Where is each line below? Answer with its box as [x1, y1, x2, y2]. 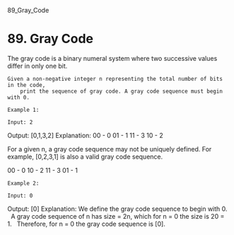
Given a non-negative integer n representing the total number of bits [7, 75, 223, 82]
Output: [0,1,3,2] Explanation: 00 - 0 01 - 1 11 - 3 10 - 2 [7, 131, 164, 139]
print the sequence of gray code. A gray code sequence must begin [20, 88, 223, 95]
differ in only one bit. [7, 62, 68, 70]
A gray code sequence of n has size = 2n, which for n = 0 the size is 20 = [10, 212, 225, 220]
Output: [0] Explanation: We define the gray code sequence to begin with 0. [7, 205, 228, 213]
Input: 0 [7, 192, 33, 199]
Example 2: [7, 180, 40, 187]
